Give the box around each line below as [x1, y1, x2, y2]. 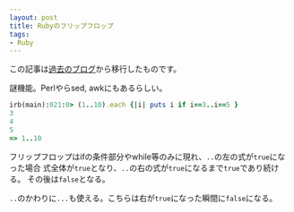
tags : [9, 30, 30, 38]
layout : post [9, 13, 58, 22]
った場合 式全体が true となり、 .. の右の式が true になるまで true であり [9, 162, 264, 173]
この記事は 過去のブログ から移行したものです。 [9, 64, 182, 74]
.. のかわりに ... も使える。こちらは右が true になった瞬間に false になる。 [9, 192, 278, 203]
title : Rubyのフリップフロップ [9, 21, 114, 30]
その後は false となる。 [26, 174, 110, 184]
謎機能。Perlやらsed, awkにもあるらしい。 [9, 82, 168, 94]
